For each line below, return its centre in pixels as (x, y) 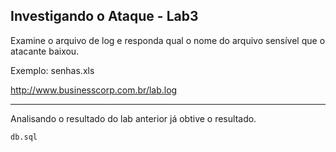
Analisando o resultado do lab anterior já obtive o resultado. (133, 118)
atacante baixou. (45, 51)
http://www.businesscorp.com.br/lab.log (94, 90)
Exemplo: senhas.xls (52, 70)
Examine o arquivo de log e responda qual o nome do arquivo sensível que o (168, 40)
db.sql (24, 137)
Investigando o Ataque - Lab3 (104, 16)
